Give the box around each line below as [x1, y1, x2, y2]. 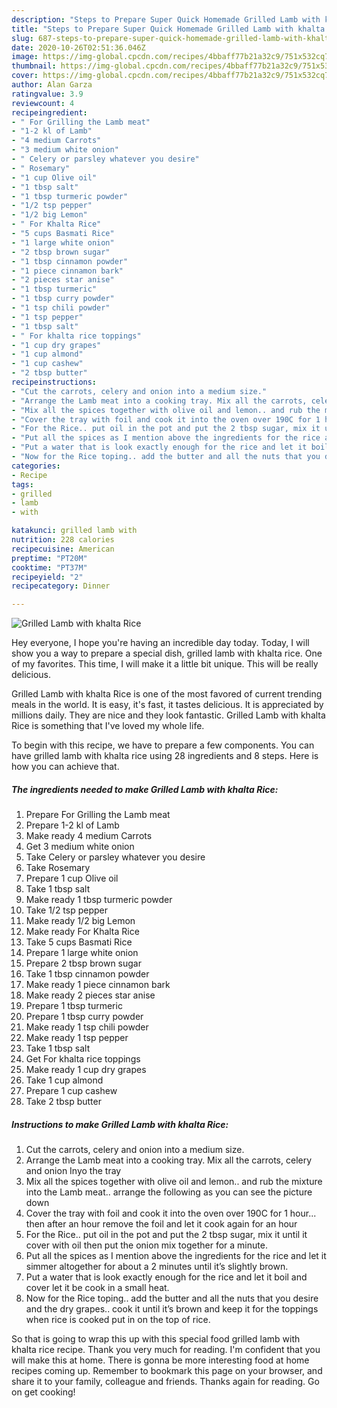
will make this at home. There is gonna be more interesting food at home [11, 1354, 310, 1366]
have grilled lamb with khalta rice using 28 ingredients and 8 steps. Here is [11, 750, 319, 762]
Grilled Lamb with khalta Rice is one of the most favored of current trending [11, 688, 323, 700]
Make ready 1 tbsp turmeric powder [25, 894, 173, 906]
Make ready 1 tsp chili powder [25, 1021, 149, 1033]
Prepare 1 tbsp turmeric [25, 1000, 123, 1012]
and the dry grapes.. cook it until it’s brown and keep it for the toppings [25, 1303, 319, 1315]
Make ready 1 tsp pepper [25, 1032, 129, 1044]
